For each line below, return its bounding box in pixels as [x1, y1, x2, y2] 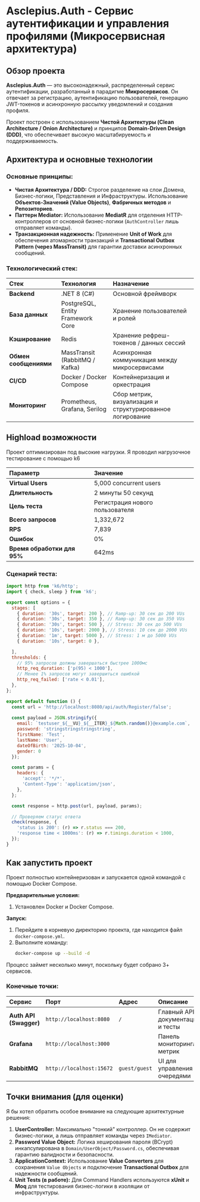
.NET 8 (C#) [61, 289, 95, 298]
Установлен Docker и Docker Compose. [14, 903, 114, 910]
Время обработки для [9, 544, 76, 552]
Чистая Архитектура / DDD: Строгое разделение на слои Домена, [14, 186, 186, 193]
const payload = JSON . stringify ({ [11, 715, 97, 721]
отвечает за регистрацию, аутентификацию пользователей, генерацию [6, 94, 189, 101]
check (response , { [11, 819, 58, 825]
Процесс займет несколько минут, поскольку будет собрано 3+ [6, 961, 170, 968]
